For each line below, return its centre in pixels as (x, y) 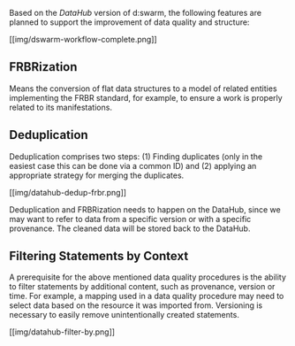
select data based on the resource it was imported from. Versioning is (136, 305)
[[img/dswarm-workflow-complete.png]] (83, 39)
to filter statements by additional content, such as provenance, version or (142, 287)
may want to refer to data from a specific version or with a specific (130, 219)
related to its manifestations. (61, 107)
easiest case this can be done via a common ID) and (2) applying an (133, 165)
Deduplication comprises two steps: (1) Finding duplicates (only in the (136, 156)
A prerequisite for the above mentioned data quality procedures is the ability (148, 277)
